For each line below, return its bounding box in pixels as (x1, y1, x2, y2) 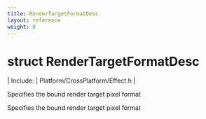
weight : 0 (7, 23, 36, 30)
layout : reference (7, 17, 61, 24)
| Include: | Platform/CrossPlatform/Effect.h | (7, 76, 136, 85)
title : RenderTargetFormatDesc (7, 10, 99, 17)
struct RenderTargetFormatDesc (7, 53, 200, 69)
